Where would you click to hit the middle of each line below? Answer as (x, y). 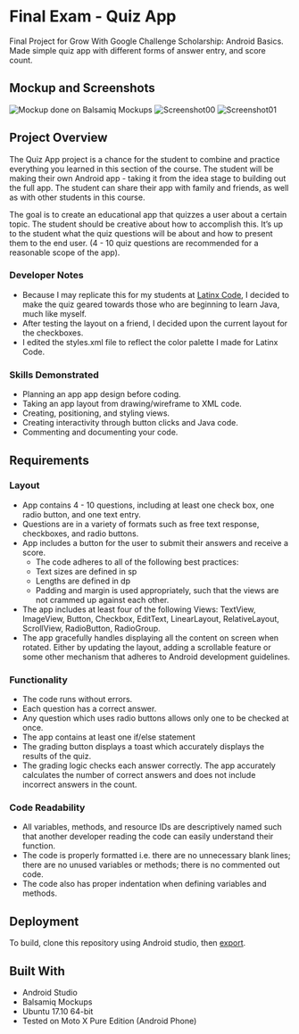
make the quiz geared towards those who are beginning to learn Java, (151, 304)
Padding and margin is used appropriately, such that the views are (157, 590)
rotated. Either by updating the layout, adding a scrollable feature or (147, 647)
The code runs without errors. (77, 699)
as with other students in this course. (77, 197)
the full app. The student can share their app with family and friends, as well (149, 187)
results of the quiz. (57, 757)
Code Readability (47, 807)
